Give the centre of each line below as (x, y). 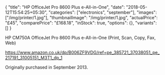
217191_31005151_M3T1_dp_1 (34, 58)
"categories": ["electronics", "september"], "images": (103, 12)
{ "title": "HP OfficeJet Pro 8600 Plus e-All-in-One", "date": (65, 7)
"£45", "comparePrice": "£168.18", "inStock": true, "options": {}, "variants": (81, 23)
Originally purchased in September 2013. (46, 67)
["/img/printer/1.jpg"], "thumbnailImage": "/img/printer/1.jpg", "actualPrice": (82, 18)
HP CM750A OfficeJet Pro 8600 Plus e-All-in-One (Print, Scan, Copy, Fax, (81, 37)
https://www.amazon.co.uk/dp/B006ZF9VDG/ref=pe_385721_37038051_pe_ (82, 52)
